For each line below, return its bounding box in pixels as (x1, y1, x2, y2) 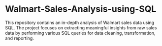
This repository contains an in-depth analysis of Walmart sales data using (5, 20, 154, 25)
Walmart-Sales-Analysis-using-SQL (5, 3, 157, 15)
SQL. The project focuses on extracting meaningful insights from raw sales (5, 24, 157, 30)
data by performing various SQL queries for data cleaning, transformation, (5, 30, 156, 36)
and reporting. (5, 35, 34, 41)
